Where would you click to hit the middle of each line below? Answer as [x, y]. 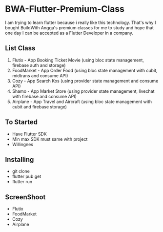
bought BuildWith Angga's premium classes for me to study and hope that [79, 27]
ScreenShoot [25, 197]
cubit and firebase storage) [40, 106]
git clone [21, 171]
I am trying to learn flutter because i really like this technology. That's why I [81, 22]
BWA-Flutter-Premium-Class [65, 9]
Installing [20, 159]
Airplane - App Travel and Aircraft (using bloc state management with [82, 102]
